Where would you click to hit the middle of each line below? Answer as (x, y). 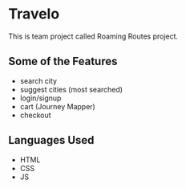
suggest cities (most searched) (71, 89)
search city (38, 80)
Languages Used (51, 140)
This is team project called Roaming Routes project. (93, 36)
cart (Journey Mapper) (58, 106)
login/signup (40, 98)
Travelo (34, 14)
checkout (35, 115)
